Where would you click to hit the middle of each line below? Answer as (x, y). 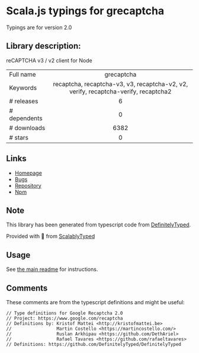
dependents (26, 118)
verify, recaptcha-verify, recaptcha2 (120, 92)
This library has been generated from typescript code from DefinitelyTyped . (99, 225)
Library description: (44, 46)
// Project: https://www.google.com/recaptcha (65, 319)
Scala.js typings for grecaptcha (85, 11)
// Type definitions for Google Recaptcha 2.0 (65, 313)
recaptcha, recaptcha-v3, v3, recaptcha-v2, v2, (121, 84)
